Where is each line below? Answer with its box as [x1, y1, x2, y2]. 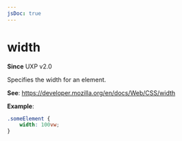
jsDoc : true [7, 10, 41, 17]
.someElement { [7, 115, 51, 122]
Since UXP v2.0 [7, 62, 52, 70]
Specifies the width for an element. [7, 75, 106, 84]
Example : [7, 102, 34, 110]
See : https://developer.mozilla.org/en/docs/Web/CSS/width [7, 88, 176, 97]
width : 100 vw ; [19, 121, 60, 129]
